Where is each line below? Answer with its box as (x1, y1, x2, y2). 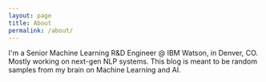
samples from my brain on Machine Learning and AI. (8, 65, 182, 75)
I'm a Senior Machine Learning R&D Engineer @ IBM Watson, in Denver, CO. (8, 49, 259, 58)
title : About (8, 19, 52, 27)
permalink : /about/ (8, 26, 74, 34)
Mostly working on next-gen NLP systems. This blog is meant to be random (8, 57, 258, 66)
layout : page (8, 11, 52, 20)
